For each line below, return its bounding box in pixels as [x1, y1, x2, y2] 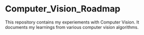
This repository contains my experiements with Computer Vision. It [5, 19, 139, 25]
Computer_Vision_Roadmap [5, 3, 121, 14]
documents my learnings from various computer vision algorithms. [5, 24, 139, 30]
